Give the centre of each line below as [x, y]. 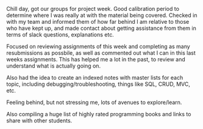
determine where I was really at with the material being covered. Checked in [102, 15]
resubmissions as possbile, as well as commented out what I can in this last [101, 53]
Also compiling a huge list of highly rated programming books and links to [99, 114]
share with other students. [39, 120]
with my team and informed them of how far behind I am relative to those [98, 22]
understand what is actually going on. [54, 66]
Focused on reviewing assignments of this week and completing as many [98, 46]
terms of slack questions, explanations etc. [60, 35]
